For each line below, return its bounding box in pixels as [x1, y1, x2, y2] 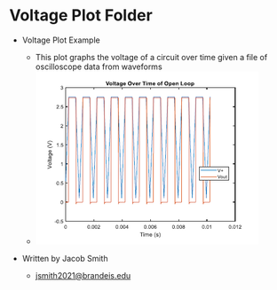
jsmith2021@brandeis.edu [35, 270, 131, 280]
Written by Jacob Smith [21, 253, 108, 263]
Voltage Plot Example [21, 35, 100, 45]
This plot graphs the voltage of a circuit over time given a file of [35, 51, 268, 62]
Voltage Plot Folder [9, 5, 153, 26]
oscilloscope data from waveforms [35, 61, 162, 72]
